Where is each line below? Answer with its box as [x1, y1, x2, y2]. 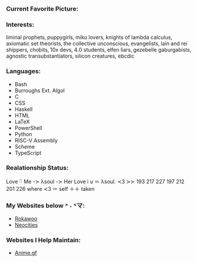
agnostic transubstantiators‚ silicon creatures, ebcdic [6, 52, 135, 60]
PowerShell [14, 124, 42, 131]
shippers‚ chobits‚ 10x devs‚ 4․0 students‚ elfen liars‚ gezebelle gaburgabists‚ [6, 46, 191, 53]
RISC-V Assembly [14, 137, 58, 144]
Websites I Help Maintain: [6, 236, 81, 244]
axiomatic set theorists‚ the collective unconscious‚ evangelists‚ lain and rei [6, 40, 188, 47]
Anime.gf [14, 249, 37, 257]
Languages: [6, 67, 41, 75]
